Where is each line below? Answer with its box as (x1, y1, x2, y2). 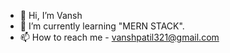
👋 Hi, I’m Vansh (19, 10, 83, 21)
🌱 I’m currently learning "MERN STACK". (19, 20, 185, 32)
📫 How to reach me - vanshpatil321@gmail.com (19, 31, 220, 43)
